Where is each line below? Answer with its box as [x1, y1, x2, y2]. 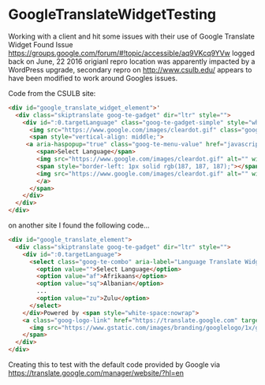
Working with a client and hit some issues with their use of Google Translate [8, 31, 255, 41]
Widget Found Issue [8, 39, 73, 49]
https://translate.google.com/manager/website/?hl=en [8, 368, 184, 378]
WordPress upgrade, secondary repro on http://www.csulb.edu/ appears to [8, 65, 252, 74]
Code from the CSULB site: [8, 88, 96, 98]
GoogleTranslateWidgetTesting [8, 6, 217, 24]
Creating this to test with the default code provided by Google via [8, 360, 221, 369]
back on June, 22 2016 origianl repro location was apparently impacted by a [8, 57, 256, 66]
